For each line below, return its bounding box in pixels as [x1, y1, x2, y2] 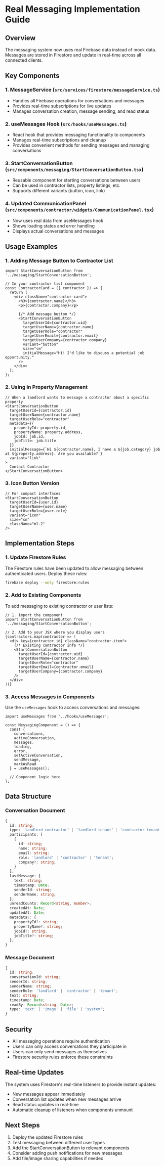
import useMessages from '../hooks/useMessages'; [5, 714, 110, 719]
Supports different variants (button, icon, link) [12, 188, 105, 194]
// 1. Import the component [5, 612, 63, 618]
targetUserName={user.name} [9, 504, 68, 509]
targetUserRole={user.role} [9, 508, 68, 513]
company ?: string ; [18, 859, 56, 865]
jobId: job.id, [14, 434, 45, 439]
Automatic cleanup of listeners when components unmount [12, 1107, 133, 1113]
